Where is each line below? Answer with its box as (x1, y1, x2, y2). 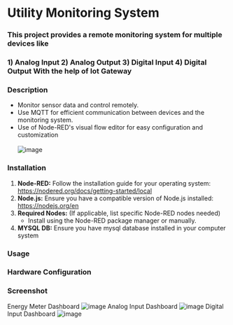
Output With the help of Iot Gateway (7, 67, 132, 76)
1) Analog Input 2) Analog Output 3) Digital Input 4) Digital (7, 57, 207, 67)
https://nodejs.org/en (17, 201, 79, 209)
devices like (7, 39, 49, 48)
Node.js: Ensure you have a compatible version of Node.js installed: (17, 194, 214, 202)
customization (17, 131, 59, 139)
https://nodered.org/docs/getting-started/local (17, 186, 153, 195)
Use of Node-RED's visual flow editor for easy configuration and (17, 123, 204, 132)
